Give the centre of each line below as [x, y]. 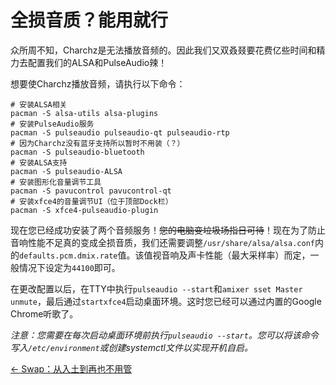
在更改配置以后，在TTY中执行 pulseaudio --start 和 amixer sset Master [156, 288]
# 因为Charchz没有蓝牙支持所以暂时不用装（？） [97, 143]
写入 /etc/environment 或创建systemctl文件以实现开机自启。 [131, 347]
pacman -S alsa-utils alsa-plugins [84, 113]
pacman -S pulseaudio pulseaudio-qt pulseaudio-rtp [120, 132]
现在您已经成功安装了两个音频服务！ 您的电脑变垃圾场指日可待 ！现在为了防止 [168, 230]
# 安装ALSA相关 [39, 104]
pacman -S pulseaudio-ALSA [66, 171]
